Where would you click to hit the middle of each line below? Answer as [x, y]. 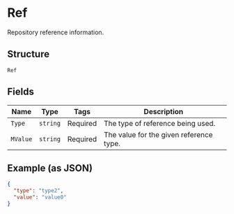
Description [164, 111]
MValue [22, 139]
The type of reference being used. [159, 123]
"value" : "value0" [40, 197]
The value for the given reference [158, 134]
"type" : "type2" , [39, 191]
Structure [29, 54]
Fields [21, 92]
